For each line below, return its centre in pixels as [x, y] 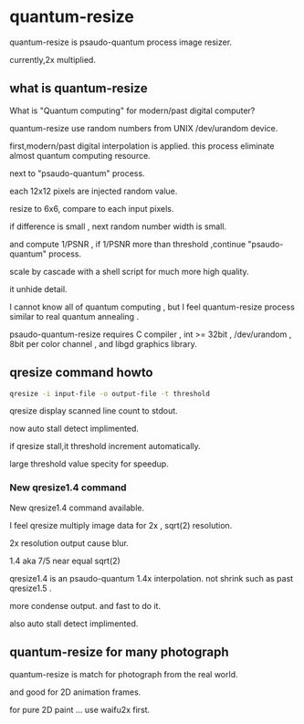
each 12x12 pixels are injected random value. [94, 191]
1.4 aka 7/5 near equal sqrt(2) [65, 561]
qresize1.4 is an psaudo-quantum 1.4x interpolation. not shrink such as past [152, 578]
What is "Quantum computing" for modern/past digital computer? [132, 110]
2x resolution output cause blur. [69, 543]
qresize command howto [81, 373]
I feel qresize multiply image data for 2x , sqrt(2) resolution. [121, 525]
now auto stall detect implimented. [74, 429]
